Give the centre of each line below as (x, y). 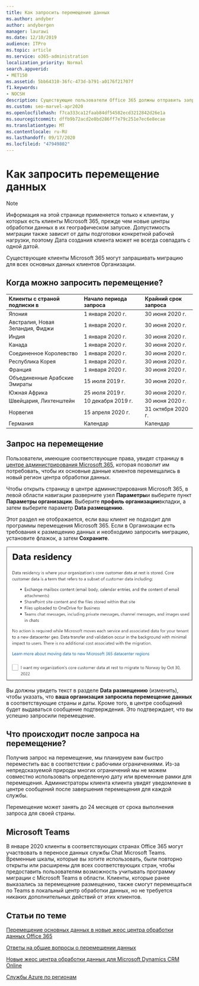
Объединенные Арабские (41, 378)
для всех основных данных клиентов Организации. (71, 264)
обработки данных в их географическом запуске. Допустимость (88, 227)
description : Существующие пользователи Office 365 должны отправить (94, 100)
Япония (18, 314)
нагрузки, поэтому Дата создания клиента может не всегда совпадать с (98, 240)
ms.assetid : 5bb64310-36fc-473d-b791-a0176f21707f (70, 81)
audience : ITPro (26, 44)
